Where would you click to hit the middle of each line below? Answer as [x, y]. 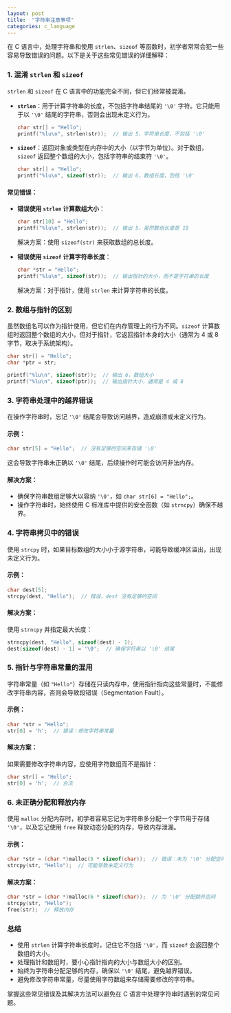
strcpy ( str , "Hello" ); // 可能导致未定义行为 [70, 866]
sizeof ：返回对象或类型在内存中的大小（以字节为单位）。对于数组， [112, 148]
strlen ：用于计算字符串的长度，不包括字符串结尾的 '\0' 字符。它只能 [115, 106]
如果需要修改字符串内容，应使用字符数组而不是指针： [82, 763]
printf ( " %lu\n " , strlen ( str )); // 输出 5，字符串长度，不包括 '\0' [111, 134]
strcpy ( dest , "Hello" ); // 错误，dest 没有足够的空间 [82, 596]
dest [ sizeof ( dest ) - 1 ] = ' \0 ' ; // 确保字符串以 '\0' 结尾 [91, 649]
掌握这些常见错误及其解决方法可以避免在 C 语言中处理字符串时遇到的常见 [111, 994]
